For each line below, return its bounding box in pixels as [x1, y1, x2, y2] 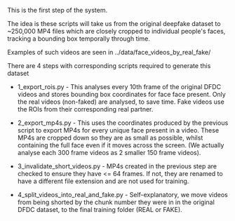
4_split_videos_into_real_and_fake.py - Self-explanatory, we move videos [17, 191, 228, 199]
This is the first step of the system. [7, 6, 107, 14]
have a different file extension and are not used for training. [17, 177, 189, 185]
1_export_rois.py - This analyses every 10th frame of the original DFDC [17, 83, 222, 91]
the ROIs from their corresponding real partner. [17, 105, 154, 113]
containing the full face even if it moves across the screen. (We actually [17, 141, 224, 149]
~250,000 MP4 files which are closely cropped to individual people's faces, [7, 27, 226, 35]
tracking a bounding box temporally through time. [7, 34, 151, 43]
